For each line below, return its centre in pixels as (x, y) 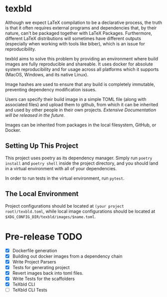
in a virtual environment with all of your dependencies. (61, 168)
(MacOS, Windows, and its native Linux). (47, 74)
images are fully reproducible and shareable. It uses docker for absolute (79, 64)
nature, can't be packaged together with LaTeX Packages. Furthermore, (79, 33)
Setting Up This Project (42, 146)
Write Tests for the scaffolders (44, 279)
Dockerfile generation (35, 251)
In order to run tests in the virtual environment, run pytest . (65, 178)
